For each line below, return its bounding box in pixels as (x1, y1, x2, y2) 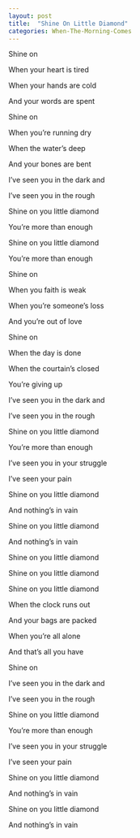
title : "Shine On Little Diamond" (8, 19, 129, 28)
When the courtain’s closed (8, 364, 100, 374)
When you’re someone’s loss (8, 301, 104, 311)
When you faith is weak (8, 285, 87, 295)
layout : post (8, 11, 53, 20)
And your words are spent (8, 97, 95, 106)
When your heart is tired (8, 65, 89, 75)
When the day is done (8, 348, 82, 358)
